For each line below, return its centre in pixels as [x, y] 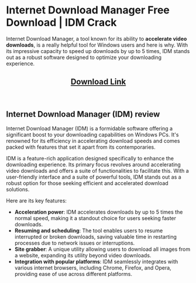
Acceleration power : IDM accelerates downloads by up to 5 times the [99, 212]
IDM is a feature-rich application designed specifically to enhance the [90, 158]
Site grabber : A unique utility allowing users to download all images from [102, 249]
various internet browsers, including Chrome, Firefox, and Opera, [93, 268]
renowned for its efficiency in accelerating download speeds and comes [93, 141]
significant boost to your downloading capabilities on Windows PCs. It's [92, 134]
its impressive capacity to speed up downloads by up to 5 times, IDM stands [98, 51]
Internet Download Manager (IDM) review [83, 114]
